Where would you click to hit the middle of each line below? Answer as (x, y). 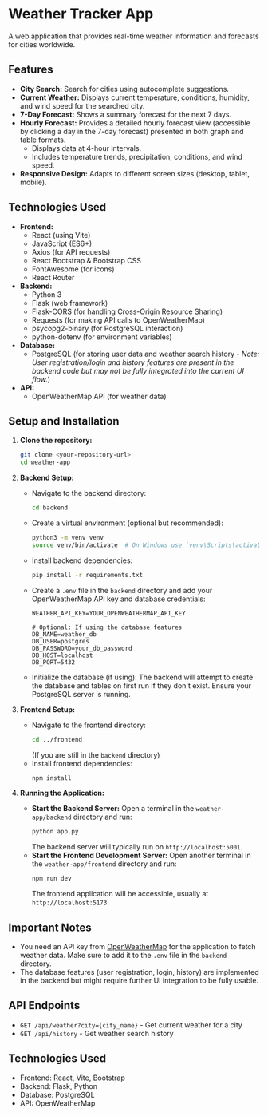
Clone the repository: (56, 441)
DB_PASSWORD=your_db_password (82, 648)
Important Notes (50, 927)
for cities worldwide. (42, 44)
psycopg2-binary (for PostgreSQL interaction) (107, 328)
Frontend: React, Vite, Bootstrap (72, 1078)
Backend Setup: (47, 478)
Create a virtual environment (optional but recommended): (127, 523)
